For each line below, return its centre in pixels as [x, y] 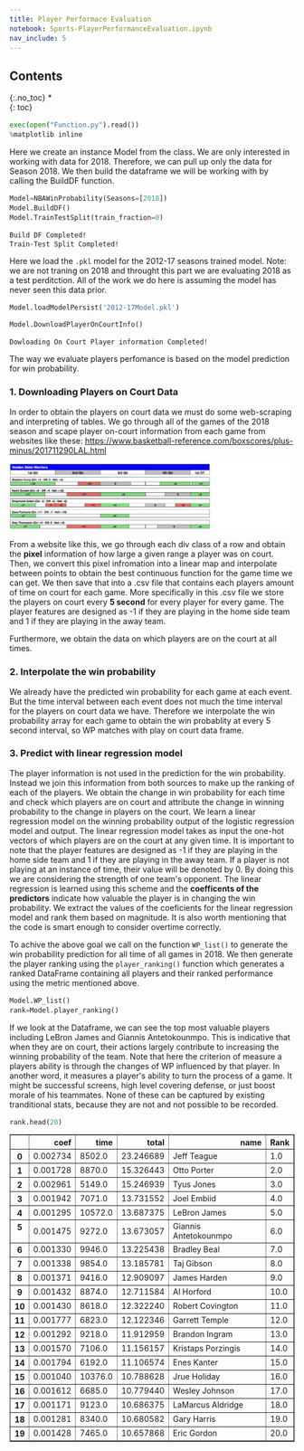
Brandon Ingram [203, 1334]
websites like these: [46, 441]
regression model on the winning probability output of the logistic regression [152, 821]
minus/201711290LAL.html [58, 450]
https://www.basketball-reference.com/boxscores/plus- [189, 441]
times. [21, 649]
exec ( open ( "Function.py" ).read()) [75, 125]
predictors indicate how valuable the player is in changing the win [133, 898]
